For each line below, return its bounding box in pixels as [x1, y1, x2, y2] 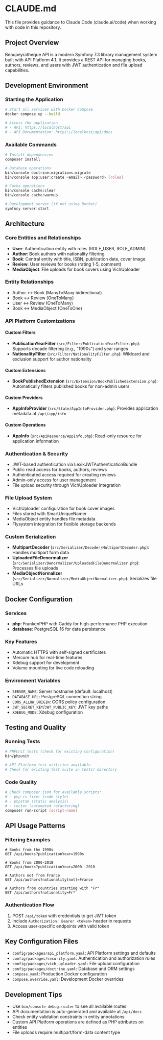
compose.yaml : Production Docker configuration [12, 971, 107, 977]
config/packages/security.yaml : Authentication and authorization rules [12, 955, 156, 961]
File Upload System [5, 494, 52, 501]
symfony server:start [5, 206, 49, 211]
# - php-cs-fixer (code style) [5, 794, 69, 800]
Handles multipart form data [12, 549, 70, 556]
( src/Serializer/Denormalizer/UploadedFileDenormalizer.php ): [12, 560, 140, 566]
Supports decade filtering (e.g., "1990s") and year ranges [12, 346, 128, 352]
